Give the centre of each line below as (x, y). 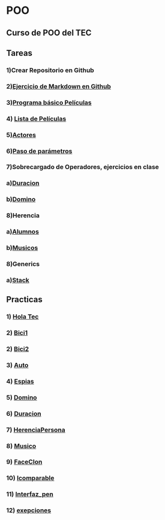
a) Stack (18, 280)
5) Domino (22, 397)
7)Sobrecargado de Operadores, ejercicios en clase (82, 167)
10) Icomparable (30, 478)
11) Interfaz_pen (30, 494)
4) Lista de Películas (36, 119)
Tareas (19, 53)
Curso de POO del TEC (49, 33)
